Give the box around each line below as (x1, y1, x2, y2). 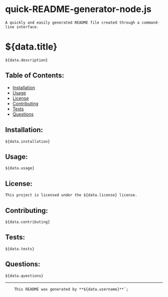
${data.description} (5, 58, 48, 63)
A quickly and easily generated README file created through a (5, 20, 140, 25)
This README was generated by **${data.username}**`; (14, 286, 128, 291)
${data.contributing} (5, 219, 50, 224)
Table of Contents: (5, 71, 64, 80)
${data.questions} (5, 273, 43, 278)
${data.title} (5, 41, 57, 53)
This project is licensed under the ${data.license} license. (5, 193, 137, 198)
